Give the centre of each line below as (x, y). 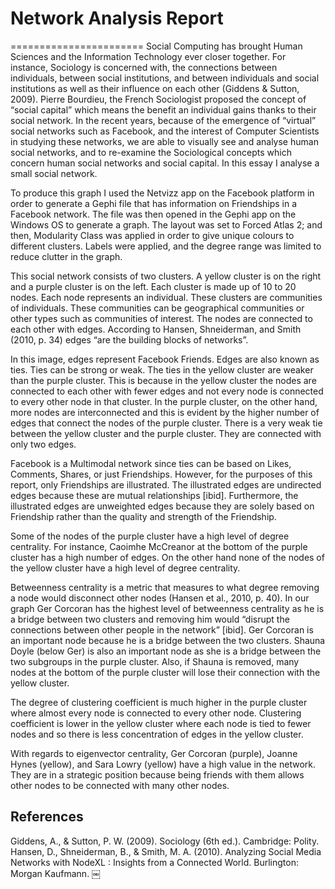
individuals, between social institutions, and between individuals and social (165, 78)
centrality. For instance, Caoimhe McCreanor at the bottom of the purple (159, 546)
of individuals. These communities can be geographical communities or (157, 308)
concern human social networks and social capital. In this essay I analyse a (165, 163)
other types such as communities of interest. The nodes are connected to (161, 318)
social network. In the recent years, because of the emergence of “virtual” (163, 120)
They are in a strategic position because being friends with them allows (157, 774)
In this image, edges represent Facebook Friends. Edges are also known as (165, 359)
